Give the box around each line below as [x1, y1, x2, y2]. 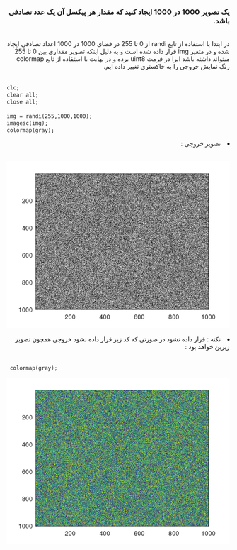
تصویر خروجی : [180, 139, 221, 148]
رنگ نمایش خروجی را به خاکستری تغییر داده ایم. [103, 62, 230, 71]
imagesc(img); [6, 120, 49, 127]
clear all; [6, 92, 39, 99]
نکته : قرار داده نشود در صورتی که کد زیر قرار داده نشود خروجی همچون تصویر [14, 335, 221, 343]
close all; [6, 99, 39, 106]
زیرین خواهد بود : [185, 343, 230, 351]
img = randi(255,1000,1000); [6, 113, 93, 120]
